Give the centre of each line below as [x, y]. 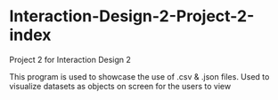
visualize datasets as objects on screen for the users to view [120, 86]
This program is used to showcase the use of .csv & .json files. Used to [139, 76]
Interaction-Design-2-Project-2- [132, 16]
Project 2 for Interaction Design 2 [70, 59]
